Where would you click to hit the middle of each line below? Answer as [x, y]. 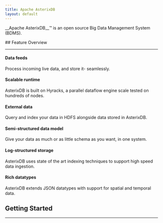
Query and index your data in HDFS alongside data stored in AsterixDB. [76, 118]
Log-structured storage [29, 150]
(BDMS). [14, 33]
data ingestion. [20, 166]
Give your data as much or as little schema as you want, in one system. [76, 139]
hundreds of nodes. [25, 95]
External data [19, 106]
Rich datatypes [21, 178]
